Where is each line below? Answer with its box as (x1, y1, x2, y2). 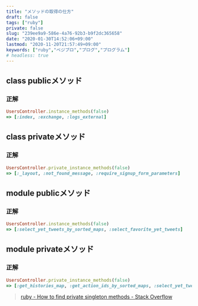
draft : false (6, 14, 38, 20)
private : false (6, 25, 44, 31)
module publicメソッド (6, 188, 91, 198)
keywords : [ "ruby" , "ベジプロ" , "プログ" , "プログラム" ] (6, 47, 130, 53)
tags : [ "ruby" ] (6, 19, 44, 25)
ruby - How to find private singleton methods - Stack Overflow (20, 293, 173, 301)
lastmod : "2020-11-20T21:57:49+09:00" (6, 42, 101, 48)
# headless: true (6, 52, 49, 58)
